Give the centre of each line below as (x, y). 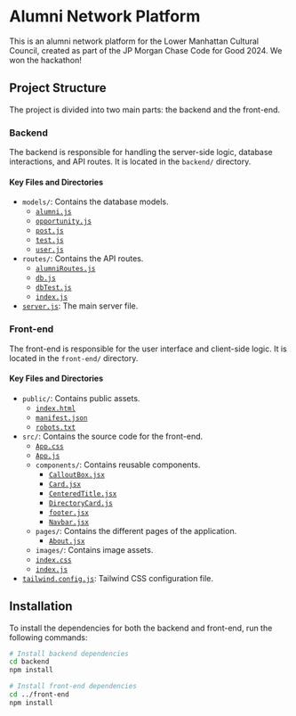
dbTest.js (54, 288)
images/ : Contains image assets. (94, 549)
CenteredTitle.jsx (83, 494)
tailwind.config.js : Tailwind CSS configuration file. (118, 578)
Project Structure (58, 88)
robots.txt (56, 427)
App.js (48, 456)
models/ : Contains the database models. (95, 202)
